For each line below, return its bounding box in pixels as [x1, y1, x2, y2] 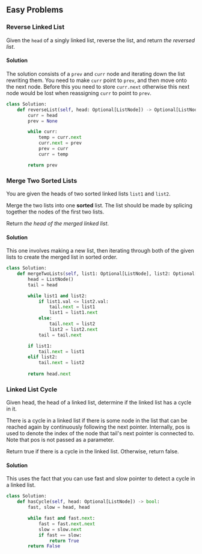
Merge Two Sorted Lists [6, 176, 78, 184]
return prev [28, 162, 58, 168]
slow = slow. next [38, 526, 82, 532]
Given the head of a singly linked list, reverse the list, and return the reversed [6, 36, 195, 44]
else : [38, 315, 52, 321]
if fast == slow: [38, 532, 82, 538]
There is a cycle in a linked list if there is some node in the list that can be [6, 417, 188, 424]
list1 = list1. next [49, 310, 98, 316]
